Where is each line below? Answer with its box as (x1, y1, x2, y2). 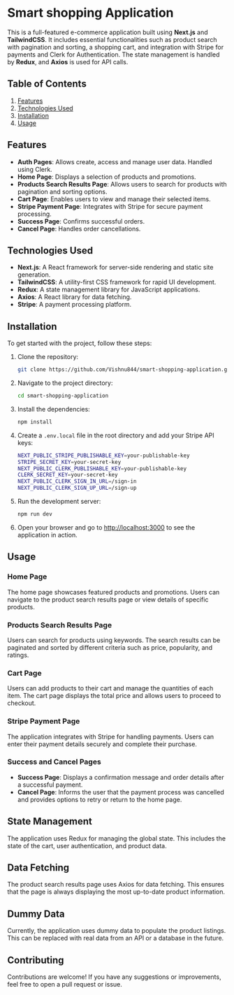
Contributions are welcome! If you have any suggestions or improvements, (7, 973, 221, 981)
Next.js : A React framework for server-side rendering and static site (17, 263, 214, 272)
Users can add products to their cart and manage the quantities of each (7, 684, 214, 692)
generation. (17, 270, 51, 279)
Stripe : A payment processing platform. (17, 300, 131, 309)
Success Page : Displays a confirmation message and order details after (17, 773, 225, 781)
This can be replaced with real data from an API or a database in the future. (7, 934, 224, 943)
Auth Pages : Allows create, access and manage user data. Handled (17, 157, 212, 166)
